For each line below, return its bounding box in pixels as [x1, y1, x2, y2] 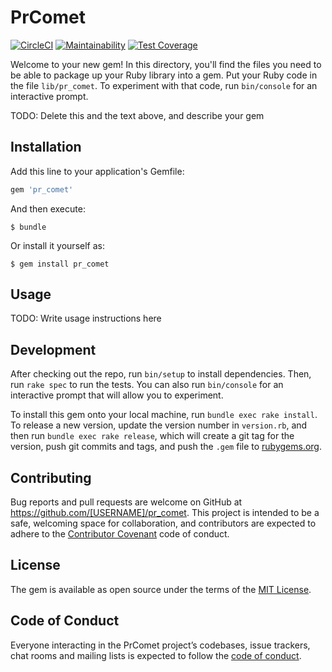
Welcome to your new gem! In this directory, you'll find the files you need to [10, 58, 322, 70]
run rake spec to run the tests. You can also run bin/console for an [10, 379, 284, 391]
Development [10, 341, 97, 358]
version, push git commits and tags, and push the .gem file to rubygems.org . [10, 441, 323, 453]
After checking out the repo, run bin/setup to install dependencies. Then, [10, 368, 312, 380]
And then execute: [10, 202, 86, 215]
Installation [10, 139, 82, 156]
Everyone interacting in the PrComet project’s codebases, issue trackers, [10, 639, 311, 651]
